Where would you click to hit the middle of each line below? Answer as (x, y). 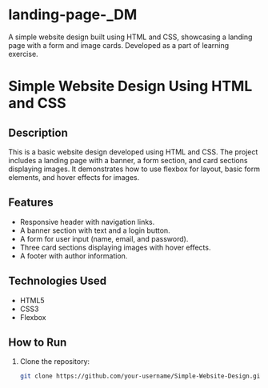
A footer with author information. (74, 256)
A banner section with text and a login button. (95, 230)
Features (31, 203)
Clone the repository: (55, 362)
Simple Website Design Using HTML (130, 86)
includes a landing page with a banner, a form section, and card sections (128, 160)
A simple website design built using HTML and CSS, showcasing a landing (130, 37)
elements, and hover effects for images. (74, 177)
